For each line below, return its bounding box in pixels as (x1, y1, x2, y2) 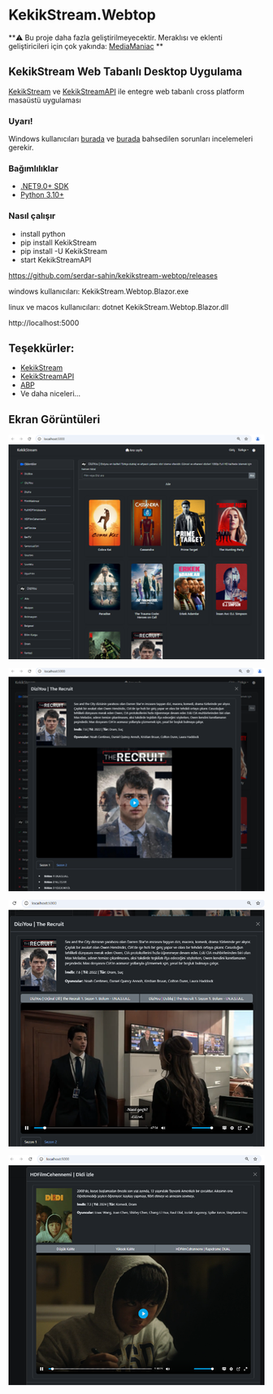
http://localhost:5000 (8, 317, 80, 327)
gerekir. (8, 142, 34, 152)
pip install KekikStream (19, 238, 97, 247)
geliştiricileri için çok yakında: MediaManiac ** (8, 41, 164, 50)
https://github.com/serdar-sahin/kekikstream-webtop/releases (8, 270, 218, 280)
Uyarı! (8, 116, 33, 127)
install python (19, 229, 66, 238)
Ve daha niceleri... (19, 389, 81, 399)
